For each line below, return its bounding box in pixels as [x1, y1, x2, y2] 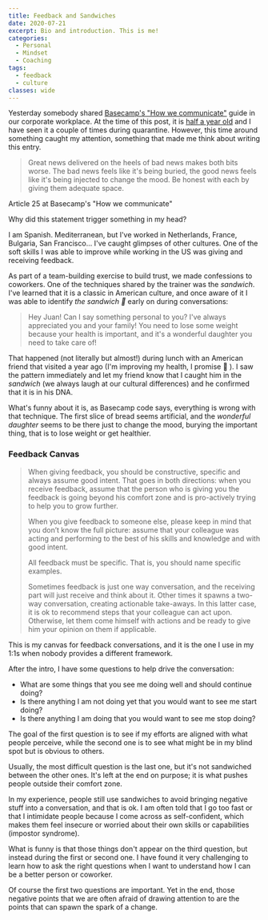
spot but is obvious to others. [8, 746, 105, 756]
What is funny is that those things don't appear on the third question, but [8, 844, 248, 853]
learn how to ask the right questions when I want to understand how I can [8, 861, 250, 870]
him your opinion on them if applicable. [27, 624, 158, 634]
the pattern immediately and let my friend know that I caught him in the [8, 371, 242, 380]
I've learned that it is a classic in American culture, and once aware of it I [8, 288, 248, 298]
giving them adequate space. [27, 184, 125, 193]
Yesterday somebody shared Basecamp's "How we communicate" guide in [8, 108, 256, 118]
